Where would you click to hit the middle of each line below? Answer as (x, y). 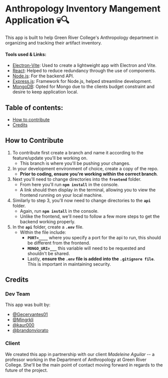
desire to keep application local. (45, 92)
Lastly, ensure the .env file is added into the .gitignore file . (91, 259)
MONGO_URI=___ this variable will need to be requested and (86, 248)
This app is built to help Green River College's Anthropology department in (82, 37)
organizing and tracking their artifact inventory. (54, 42)
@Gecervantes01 (30, 315)
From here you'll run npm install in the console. (69, 184)
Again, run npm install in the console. (59, 211)
